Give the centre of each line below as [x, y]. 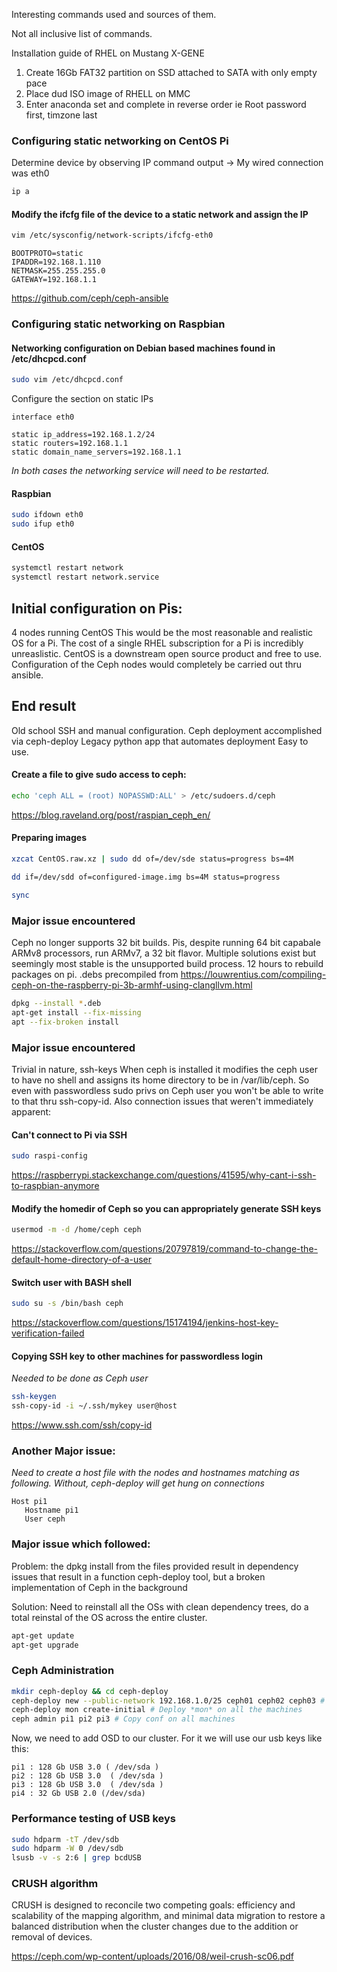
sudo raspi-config [49, 1156]
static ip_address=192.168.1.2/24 [83, 435]
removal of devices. [52, 1937]
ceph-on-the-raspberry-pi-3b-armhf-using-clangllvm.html [132, 985]
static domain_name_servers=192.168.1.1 [97, 452]
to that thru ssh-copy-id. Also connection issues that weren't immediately [162, 1101]
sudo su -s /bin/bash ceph [67, 1304]
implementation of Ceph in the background [99, 1587]
